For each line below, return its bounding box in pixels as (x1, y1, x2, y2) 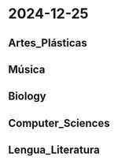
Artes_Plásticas (8, 36, 88, 50)
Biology (8, 90, 46, 103)
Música (8, 62, 46, 76)
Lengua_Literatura (8, 143, 100, 157)
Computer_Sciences (8, 116, 110, 130)
